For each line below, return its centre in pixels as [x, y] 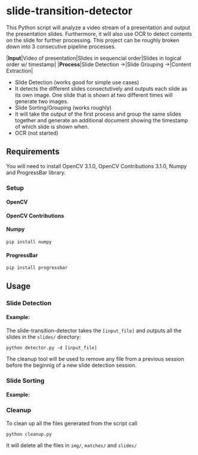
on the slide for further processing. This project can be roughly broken [93, 40]
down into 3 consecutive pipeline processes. [61, 47]
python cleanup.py [29, 434]
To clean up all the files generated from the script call [72, 423]
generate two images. [41, 101]
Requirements [33, 152]
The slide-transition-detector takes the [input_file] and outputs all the [94, 330]
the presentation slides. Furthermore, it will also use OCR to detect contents [99, 33]
